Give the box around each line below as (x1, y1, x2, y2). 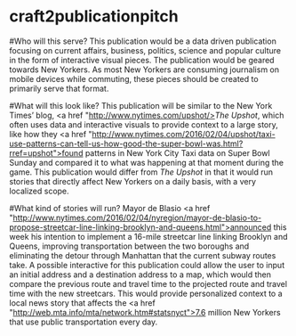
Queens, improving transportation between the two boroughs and (9, 241, 250, 251)
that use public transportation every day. (9, 316, 158, 327)
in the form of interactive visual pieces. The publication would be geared (9, 54, 275, 65)
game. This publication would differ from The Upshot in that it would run (9, 167, 274, 177)
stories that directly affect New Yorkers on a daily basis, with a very (9, 176, 256, 186)
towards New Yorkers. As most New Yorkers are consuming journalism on (9, 64, 280, 75)
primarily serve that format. (9, 83, 109, 94)
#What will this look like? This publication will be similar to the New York (9, 100, 273, 111)
